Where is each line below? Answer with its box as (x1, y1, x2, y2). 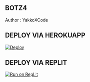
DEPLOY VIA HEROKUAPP (5, 31, 86, 40)
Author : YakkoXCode (5, 17, 48, 23)
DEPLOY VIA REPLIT (5, 58, 67, 67)
